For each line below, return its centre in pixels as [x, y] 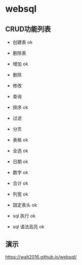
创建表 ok [23, 42]
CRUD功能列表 [28, 29]
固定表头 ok [25, 205]
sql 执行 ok [24, 216]
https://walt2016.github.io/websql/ [41, 257]
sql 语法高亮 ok [28, 227]
